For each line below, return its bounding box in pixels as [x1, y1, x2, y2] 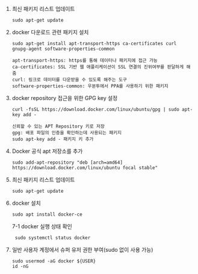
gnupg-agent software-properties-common [11, 46, 115, 52]
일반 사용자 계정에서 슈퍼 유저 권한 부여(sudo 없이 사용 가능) [11, 246, 153, 253]
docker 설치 [11, 199, 41, 207]
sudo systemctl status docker [14, 235, 91, 241]
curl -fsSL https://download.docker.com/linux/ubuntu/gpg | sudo [11, 107, 179, 113]
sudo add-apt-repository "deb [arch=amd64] [11, 160, 123, 166]
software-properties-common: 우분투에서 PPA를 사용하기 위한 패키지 [11, 83, 169, 89]
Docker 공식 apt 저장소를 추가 [11, 148, 83, 155]
